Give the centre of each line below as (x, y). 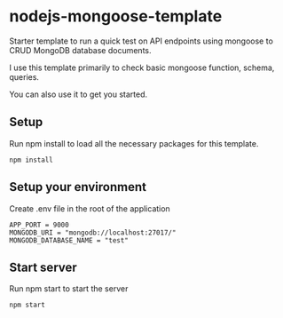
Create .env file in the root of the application (90, 208)
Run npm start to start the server (69, 289)
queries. (24, 76)
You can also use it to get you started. (79, 94)
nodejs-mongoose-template (116, 16)
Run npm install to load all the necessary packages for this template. (134, 143)
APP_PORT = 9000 (39, 225)
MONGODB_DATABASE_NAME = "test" (69, 240)
